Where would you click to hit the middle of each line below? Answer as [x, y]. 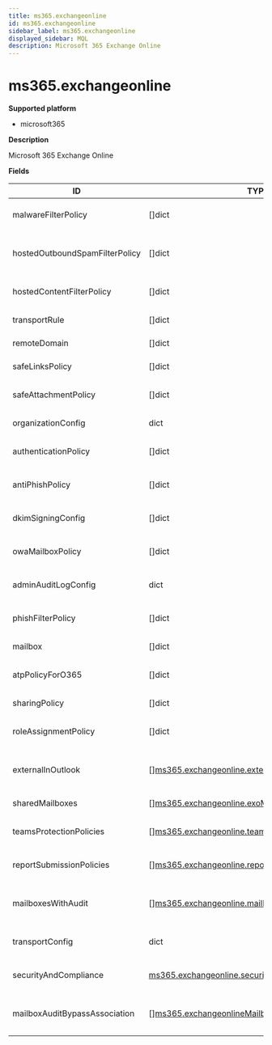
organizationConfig [49, 423]
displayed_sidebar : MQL [49, 38]
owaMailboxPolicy [47, 552]
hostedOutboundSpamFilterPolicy [77, 253]
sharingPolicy [38, 703]
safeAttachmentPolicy [54, 395]
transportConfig [43, 941]
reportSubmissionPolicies [61, 865]
